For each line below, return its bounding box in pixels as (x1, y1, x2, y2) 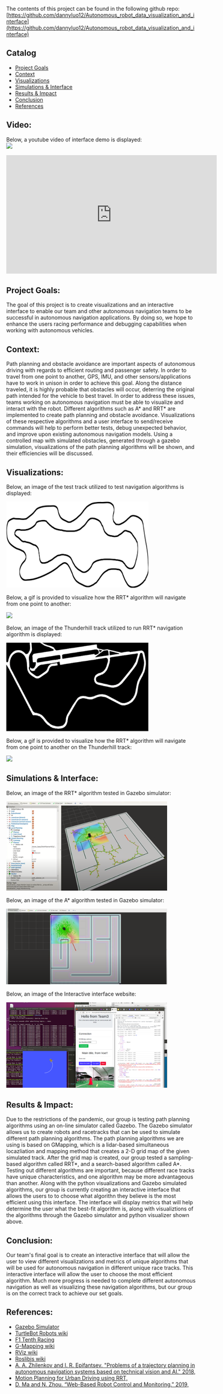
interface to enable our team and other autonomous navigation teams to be (6, 308, 192, 315)
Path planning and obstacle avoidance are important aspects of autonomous (6, 361, 195, 368)
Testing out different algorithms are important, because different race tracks (6, 1167, 195, 1174)
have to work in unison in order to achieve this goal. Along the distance (6, 379, 182, 387)
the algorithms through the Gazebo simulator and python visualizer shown (6, 1212, 189, 1219)
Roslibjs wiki (14, 1355, 46, 1362)
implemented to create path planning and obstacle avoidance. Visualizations (6, 412, 195, 419)
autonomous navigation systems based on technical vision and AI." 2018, (14, 1368, 196, 1375)
